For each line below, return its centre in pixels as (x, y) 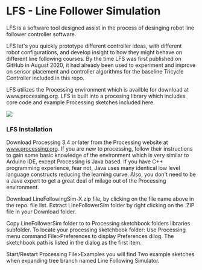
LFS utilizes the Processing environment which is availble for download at (97, 89)
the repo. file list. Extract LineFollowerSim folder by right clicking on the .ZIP (100, 206)
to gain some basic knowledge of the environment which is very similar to (98, 155)
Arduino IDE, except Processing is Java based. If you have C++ (85, 162)
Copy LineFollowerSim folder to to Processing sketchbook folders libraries (98, 224)
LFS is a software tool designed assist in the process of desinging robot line (100, 28)
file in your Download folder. (41, 212)
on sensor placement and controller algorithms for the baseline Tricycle (95, 71)
